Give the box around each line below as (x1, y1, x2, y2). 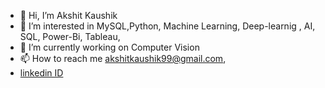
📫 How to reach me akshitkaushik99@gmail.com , (19, 53, 227, 64)
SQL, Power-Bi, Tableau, (19, 31, 121, 42)
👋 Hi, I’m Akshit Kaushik (19, 10, 118, 21)
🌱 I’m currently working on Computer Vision (19, 41, 200, 53)
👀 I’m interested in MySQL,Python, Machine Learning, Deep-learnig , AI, (19, 20, 316, 32)
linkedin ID (19, 67, 64, 79)
